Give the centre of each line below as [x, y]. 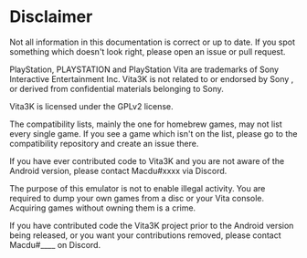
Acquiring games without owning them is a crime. [103, 208]
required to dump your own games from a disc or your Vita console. [137, 198]
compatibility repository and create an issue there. [104, 143]
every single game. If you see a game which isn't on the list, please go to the [153, 133]
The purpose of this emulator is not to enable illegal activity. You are [138, 188]
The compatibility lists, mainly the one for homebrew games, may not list [146, 124]
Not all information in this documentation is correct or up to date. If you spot [152, 42]
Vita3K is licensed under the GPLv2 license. [91, 106]
